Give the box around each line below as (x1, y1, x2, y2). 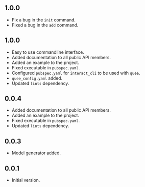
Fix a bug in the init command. (11, 17, 76, 22)
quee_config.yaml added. (11, 75, 63, 81)
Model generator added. (11, 150, 61, 156)
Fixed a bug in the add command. (11, 22, 79, 28)
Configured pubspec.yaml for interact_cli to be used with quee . (11, 70, 141, 76)
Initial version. (11, 177, 40, 183)
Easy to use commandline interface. (11, 49, 84, 55)
